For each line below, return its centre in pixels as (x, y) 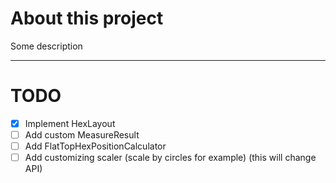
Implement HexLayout (70, 123)
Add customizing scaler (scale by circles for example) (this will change (170, 158)
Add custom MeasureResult (82, 134)
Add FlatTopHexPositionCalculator (95, 146)
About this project (87, 18)
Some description (46, 46)
